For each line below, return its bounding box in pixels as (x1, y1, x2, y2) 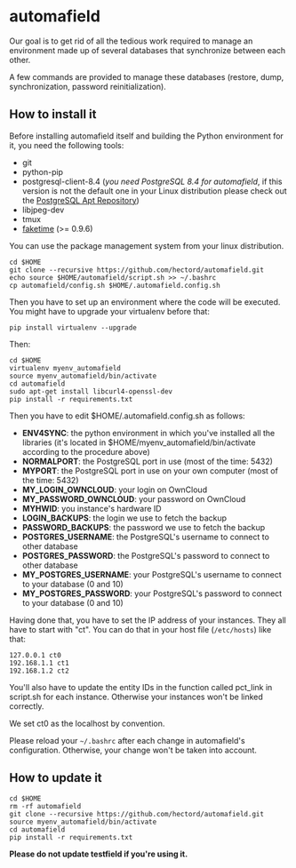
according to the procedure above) (21, 446, 150, 457)
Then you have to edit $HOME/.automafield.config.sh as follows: (9, 410, 246, 421)
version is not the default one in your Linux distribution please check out (21, 185, 287, 196)
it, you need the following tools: (9, 139, 124, 150)
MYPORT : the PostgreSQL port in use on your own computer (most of (21, 465, 278, 476)
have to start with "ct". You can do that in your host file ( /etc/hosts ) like (9, 624, 272, 634)
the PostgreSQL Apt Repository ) (21, 195, 140, 205)
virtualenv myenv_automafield (9, 363, 122, 372)
